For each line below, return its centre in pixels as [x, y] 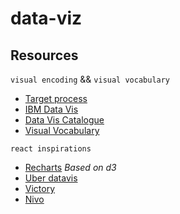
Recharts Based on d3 [70, 167]
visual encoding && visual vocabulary [90, 79]
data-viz [46, 18]
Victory [40, 188]
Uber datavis [51, 178]
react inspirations [51, 149]
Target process [56, 98]
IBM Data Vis [51, 109]
